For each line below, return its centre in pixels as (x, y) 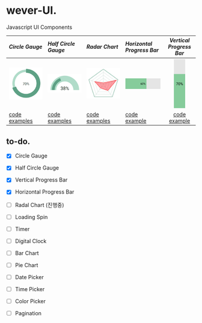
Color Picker (30, 301)
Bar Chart (27, 253)
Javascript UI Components (39, 27)
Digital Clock (31, 241)
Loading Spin (31, 217)
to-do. (18, 141)
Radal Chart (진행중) (39, 205)
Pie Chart (26, 265)
